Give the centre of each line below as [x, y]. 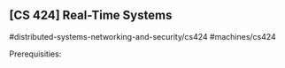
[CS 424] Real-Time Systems [91, 15]
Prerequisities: [35, 54]
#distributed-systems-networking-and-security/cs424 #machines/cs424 [142, 36]
